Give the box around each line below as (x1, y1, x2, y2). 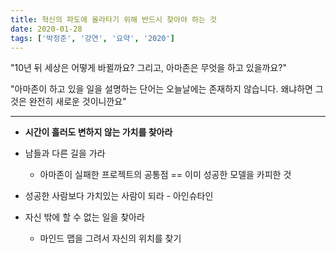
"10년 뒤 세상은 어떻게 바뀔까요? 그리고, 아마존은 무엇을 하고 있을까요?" (10, 62, 287, 74)
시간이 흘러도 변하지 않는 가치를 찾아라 (24, 126, 173, 138)
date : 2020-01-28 (10, 24, 83, 34)
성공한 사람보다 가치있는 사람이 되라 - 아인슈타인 (24, 190, 214, 202)
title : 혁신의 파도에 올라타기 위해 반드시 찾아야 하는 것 (10, 14, 217, 25)
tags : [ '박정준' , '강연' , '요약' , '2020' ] (10, 33, 175, 43)
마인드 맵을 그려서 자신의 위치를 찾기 (39, 232, 182, 245)
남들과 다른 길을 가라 (24, 147, 106, 160)
